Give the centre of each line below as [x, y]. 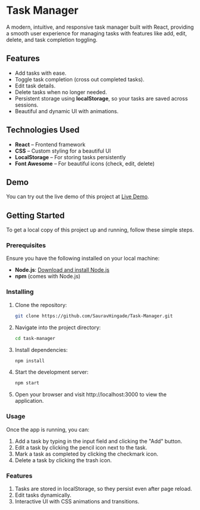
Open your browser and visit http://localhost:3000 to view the [91, 394]
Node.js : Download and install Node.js [62, 270]
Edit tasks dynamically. [43, 495]
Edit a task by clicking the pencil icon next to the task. [81, 447]
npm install [30, 361]
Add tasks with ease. [41, 73]
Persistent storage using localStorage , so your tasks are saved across [101, 98]
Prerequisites [26, 245]
